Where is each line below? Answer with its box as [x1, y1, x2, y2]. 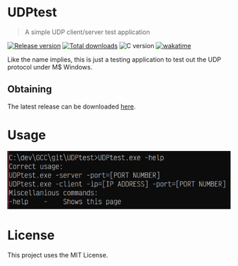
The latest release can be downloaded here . [7, 102, 136, 111]
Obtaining [7, 83, 52, 96]
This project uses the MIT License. [7, 250, 108, 259]
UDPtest [7, 4, 57, 21]
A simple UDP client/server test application [24, 28, 150, 36]
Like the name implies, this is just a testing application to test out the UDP [7, 55, 222, 64]
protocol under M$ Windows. [7, 62, 93, 71]
